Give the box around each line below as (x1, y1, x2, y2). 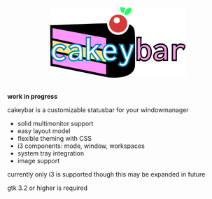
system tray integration (17, 149, 85, 157)
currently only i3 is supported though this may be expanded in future (7, 170, 206, 178)
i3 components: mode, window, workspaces (17, 142, 145, 150)
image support (17, 157, 60, 165)
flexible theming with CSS (17, 135, 92, 142)
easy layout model (17, 127, 71, 135)
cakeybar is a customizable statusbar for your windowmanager (7, 106, 189, 114)
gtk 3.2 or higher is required (7, 184, 88, 192)
